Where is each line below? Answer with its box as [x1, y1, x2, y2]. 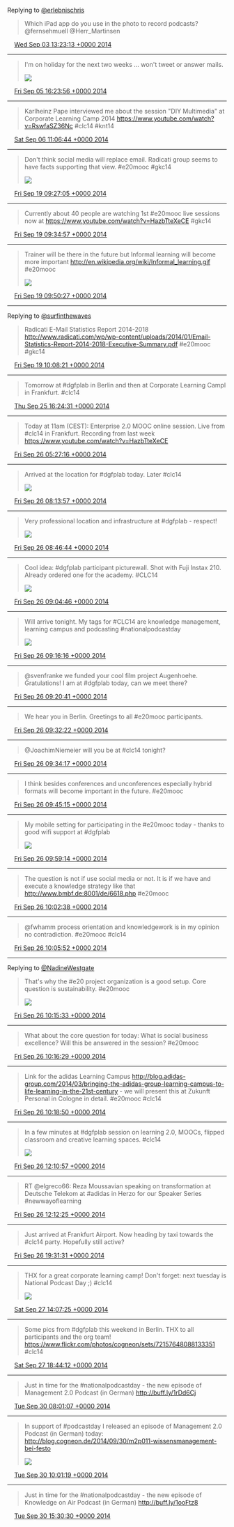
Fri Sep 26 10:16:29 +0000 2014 [13, 1052, 107, 1060]
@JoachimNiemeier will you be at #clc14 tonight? [24, 746, 166, 754]
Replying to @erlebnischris [7, 6, 85, 14]
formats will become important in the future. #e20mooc [24, 787, 184, 795]
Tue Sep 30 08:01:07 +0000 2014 [13, 1402, 111, 1410]
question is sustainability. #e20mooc [24, 985, 130, 992]
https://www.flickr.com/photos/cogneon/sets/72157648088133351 [24, 1340, 215, 1348]
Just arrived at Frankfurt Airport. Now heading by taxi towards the [24, 1230, 214, 1238]
